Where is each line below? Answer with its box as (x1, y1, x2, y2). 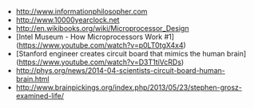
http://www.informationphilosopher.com (15, 7, 148, 16)
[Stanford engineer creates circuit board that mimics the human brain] (15, 49, 247, 58)
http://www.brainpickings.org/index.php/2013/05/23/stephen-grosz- (15, 83, 242, 92)
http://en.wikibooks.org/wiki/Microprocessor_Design (15, 24, 189, 33)
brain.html (15, 75, 50, 83)
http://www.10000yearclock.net (15, 15, 120, 25)
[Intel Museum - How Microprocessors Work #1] (15, 32, 174, 41)
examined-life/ (15, 91, 65, 100)
